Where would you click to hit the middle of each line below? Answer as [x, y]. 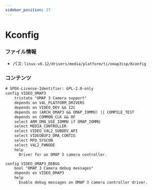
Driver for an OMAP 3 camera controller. [63, 155]
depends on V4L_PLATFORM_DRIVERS [49, 103]
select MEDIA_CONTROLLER [40, 126]
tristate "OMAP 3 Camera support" [50, 98]
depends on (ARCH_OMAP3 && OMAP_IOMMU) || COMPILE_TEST [74, 112]
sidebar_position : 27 [28, 10]
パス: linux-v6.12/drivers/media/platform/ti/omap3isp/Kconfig [79, 64]
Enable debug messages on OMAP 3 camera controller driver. [83, 182]
